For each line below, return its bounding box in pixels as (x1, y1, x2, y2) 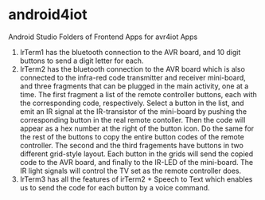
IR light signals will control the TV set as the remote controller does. (19, 166, 242, 175)
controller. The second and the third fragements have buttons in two (19, 140, 244, 150)
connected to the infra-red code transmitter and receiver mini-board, (19, 73, 247, 82)
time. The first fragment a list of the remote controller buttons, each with (19, 89, 257, 99)
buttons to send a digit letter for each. (19, 56, 144, 65)
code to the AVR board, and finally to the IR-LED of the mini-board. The (19, 157, 254, 167)
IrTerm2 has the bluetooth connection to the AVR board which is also (19, 64, 245, 73)
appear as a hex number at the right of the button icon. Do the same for (19, 124, 255, 133)
